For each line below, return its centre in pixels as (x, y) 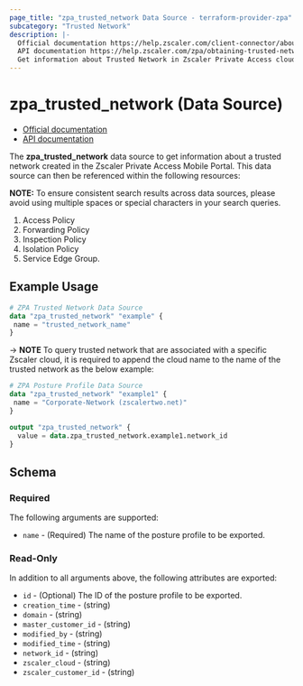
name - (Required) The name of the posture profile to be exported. (144, 535)
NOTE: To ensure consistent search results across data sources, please (142, 193)
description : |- (40, 34)
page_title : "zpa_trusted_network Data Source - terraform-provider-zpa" (151, 18)
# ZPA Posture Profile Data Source (76, 386)
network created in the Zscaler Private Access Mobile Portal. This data (141, 166)
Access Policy (48, 220)
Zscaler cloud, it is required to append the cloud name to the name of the (145, 360)
